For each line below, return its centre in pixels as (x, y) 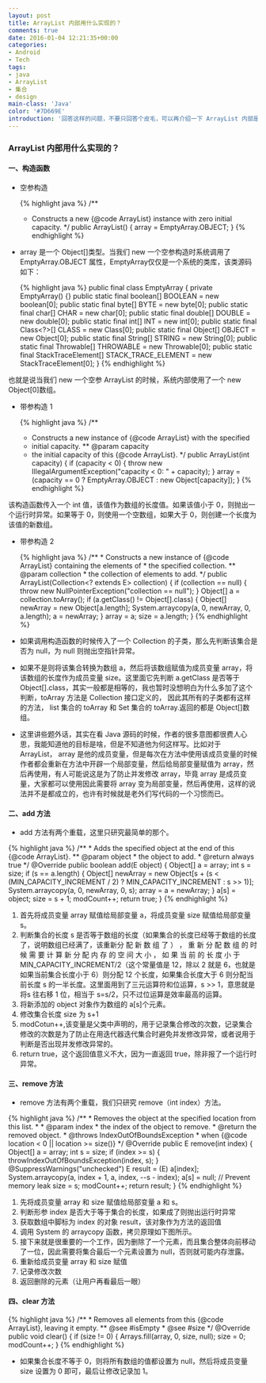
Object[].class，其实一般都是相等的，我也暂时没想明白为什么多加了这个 (136, 688)
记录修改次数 (40, 1272)
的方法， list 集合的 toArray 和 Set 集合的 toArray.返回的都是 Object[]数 (135, 707)
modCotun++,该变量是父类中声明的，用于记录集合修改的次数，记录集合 (136, 1025)
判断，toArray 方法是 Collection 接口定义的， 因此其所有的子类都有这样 (135, 697)
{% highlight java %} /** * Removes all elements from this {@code (116, 1319)
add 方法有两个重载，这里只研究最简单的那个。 (96, 833)
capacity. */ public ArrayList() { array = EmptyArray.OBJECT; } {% (139, 227)
